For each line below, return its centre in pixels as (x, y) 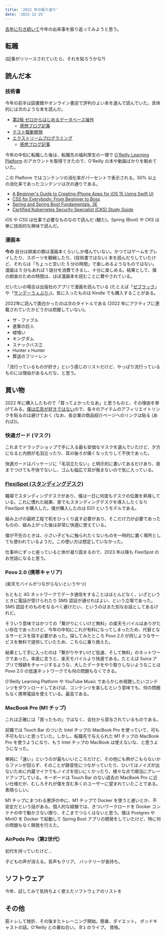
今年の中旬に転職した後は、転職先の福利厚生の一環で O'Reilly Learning (77, 155)
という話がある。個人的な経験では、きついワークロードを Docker (84, 807)
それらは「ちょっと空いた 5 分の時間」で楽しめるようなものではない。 (85, 264)
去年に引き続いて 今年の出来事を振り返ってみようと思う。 (63, 29)
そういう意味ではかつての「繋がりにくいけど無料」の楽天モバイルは (74, 623)
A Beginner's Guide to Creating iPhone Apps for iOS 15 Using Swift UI (83, 194)
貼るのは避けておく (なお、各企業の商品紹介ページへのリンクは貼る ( (83, 415)
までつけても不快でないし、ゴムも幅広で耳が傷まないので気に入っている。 (81, 470)
